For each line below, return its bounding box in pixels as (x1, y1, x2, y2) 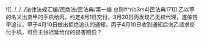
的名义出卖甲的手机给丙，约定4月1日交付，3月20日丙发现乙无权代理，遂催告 (5, 13, 198, 20)
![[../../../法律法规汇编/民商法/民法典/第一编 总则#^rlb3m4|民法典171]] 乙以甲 (5, 6, 195, 13)
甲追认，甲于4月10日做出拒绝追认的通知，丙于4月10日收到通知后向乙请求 (5, 21, 190, 28)
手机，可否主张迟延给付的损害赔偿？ (10, 28, 102, 36)
